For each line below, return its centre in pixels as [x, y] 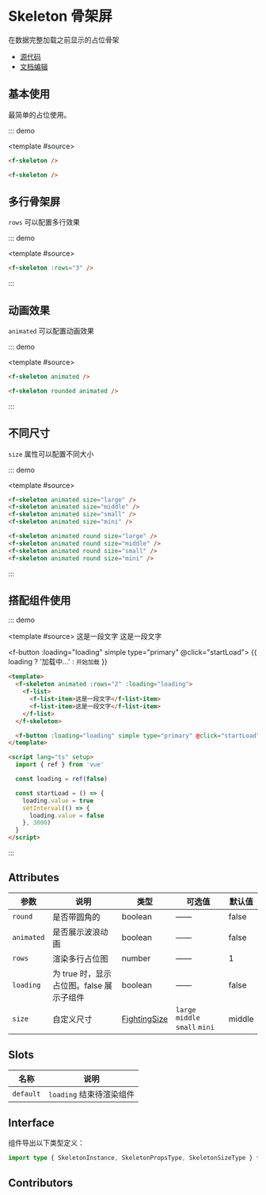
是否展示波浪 [76, 932]
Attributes [34, 878]
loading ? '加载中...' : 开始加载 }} [58, 662]
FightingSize [145, 1019]
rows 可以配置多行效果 [44, 222]
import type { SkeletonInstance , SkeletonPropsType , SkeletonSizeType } [131, 1158]
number [136, 958]
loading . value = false [66, 815]
